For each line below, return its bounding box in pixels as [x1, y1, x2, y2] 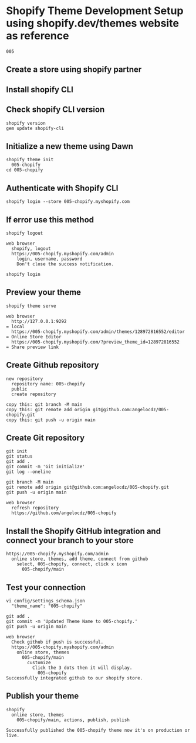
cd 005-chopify [6, 167, 43, 173]
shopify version [6, 120, 46, 126]
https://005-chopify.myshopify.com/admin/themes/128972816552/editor [11, 328, 185, 335]
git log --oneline [6, 469, 51, 475]
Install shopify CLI [6, 84, 73, 95]
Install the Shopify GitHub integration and [6, 526, 161, 536]
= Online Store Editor [6, 334, 62, 339]
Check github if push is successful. [11, 639, 104, 645]
